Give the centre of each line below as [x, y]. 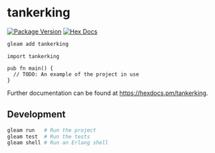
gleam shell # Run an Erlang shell [58, 143]
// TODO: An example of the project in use [76, 74]
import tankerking [33, 56]
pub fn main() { [30, 68]
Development [37, 114]
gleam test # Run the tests [49, 137]
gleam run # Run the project [52, 130]
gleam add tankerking [38, 44]
